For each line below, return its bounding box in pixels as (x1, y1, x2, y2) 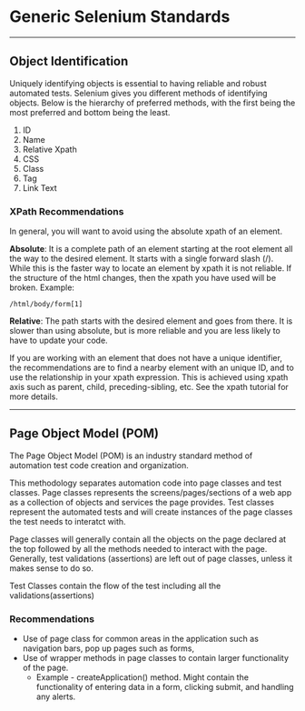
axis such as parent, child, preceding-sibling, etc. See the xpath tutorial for (9, 382, 289, 393)
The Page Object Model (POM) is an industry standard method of (9, 450, 253, 461)
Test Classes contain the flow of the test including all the (9, 580, 221, 591)
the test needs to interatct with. (9, 516, 126, 526)
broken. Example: (9, 282, 75, 293)
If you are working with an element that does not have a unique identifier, (9, 353, 283, 364)
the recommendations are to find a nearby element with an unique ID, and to (9, 362, 295, 374)
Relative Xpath (22, 144, 77, 155)
